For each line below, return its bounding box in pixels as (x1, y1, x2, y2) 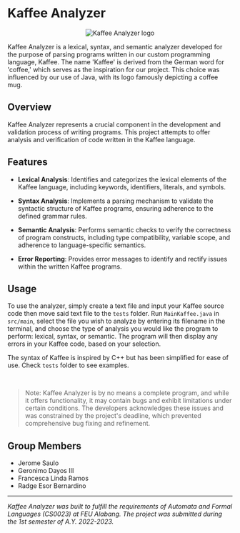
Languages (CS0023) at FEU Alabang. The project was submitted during (7, 509, 223, 519)
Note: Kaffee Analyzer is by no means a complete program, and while (24, 389, 230, 397)
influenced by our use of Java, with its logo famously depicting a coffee (7, 73, 219, 81)
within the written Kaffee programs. (17, 262, 123, 271)
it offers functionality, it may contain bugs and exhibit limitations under (24, 397, 232, 405)
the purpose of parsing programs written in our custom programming (7, 50, 211, 59)
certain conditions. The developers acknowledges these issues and (24, 404, 224, 412)
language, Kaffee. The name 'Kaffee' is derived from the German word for (7, 57, 225, 66)
